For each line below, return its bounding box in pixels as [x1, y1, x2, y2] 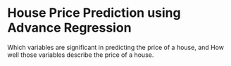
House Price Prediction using [7, 5, 181, 21]
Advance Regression [7, 20, 132, 36]
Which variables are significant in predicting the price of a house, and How [7, 43, 224, 51]
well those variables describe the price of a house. [7, 51, 154, 59]
